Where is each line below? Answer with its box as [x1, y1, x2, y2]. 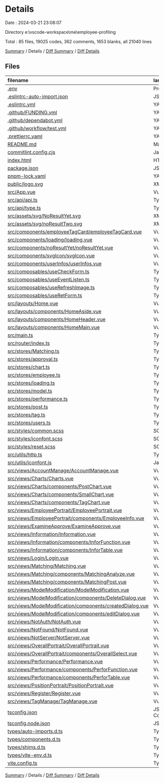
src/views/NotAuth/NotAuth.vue [7, 618, 82, 625]
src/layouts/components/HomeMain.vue [7, 324, 100, 331]
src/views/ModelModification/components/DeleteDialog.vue [7, 594, 146, 601]
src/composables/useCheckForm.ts [7, 268, 90, 275]
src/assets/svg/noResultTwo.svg [7, 220, 82, 227]
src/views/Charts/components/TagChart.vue [7, 498, 110, 505]
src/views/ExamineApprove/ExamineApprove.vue [7, 522, 121, 529]
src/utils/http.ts [7, 451, 42, 458]
